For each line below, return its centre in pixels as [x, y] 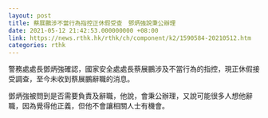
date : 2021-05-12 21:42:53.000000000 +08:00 [83, 30]
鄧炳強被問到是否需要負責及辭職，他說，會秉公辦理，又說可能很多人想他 [127, 96]
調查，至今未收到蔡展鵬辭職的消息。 [74, 79]
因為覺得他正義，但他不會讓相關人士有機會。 [95, 106]
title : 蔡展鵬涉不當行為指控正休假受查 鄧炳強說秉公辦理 [92, 23]
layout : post [30, 16]
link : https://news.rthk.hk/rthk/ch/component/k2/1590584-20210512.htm [130, 38]
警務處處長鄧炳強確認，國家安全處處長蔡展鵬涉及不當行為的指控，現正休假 [130, 69]
